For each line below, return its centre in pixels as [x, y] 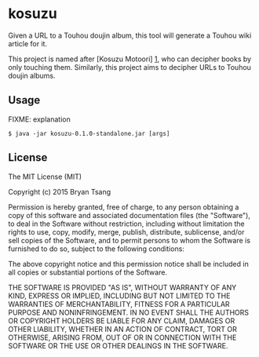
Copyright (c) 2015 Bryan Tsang [60, 191]
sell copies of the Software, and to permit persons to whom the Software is [129, 240]
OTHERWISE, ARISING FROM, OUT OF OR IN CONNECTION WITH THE [122, 337]
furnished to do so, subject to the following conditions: [96, 249]
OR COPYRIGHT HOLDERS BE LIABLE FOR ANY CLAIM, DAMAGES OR [122, 321]
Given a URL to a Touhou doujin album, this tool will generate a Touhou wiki [130, 35]
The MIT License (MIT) [45, 177]
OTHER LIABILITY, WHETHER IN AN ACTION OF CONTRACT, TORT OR [122, 329]
